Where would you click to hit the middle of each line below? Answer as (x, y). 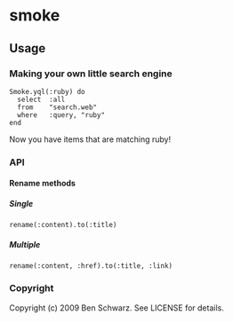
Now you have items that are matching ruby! (90, 139)
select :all (41, 99)
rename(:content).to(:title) (63, 225)
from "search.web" (57, 107)
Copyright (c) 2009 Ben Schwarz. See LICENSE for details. (116, 308)
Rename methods (42, 184)
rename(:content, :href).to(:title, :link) (91, 266)
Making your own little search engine (91, 74)
